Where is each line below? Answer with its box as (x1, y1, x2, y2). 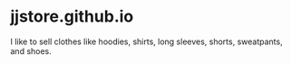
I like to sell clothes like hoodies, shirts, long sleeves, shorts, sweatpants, (10, 36, 284, 47)
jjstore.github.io (10, 6, 134, 27)
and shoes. (10, 45, 53, 56)
